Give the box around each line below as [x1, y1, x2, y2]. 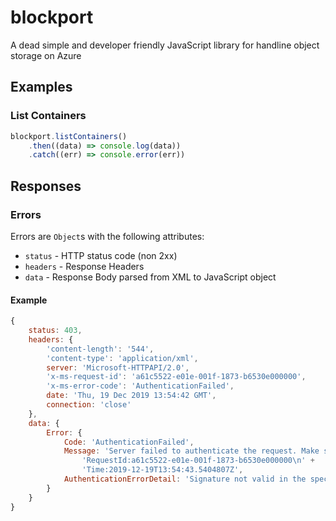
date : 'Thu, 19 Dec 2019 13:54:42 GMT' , [46, 391, 217, 401]
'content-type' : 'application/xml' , [46, 353, 199, 363]
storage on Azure [10, 49, 82, 61]
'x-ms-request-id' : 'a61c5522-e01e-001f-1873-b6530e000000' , [46, 372, 307, 382]
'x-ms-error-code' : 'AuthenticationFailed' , [46, 381, 235, 391]
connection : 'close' [46, 400, 132, 410]
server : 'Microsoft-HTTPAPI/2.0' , [46, 362, 190, 373]
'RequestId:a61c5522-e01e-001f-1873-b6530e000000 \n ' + [81, 456, 315, 466]
